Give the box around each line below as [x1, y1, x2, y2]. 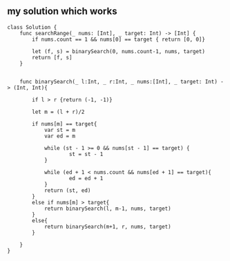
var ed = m [44, 133, 76, 139]
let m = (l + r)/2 [32, 108, 85, 115]
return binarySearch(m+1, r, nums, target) [44, 223, 171, 230]
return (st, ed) [44, 186, 91, 194]
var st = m [44, 126, 76, 133]
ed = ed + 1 [68, 175, 104, 182]
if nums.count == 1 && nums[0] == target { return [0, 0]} [32, 36, 206, 43]
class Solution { [7, 23, 57, 30]
